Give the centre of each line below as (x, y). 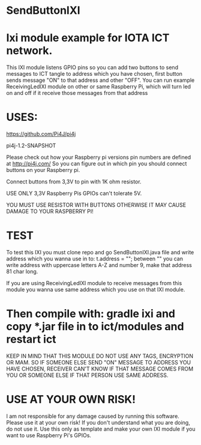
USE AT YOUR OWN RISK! (71, 400)
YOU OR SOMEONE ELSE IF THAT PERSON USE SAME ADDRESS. (87, 375)
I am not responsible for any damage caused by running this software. (93, 416)
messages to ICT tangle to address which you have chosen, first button (94, 74)
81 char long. (22, 272)
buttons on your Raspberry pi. (43, 170)
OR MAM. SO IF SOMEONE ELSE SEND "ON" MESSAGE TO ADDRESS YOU (99, 362)
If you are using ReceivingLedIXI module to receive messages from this (94, 283)
